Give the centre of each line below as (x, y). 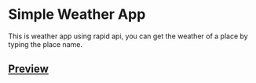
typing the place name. (45, 44)
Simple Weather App (77, 14)
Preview (29, 69)
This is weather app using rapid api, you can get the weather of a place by (128, 36)
